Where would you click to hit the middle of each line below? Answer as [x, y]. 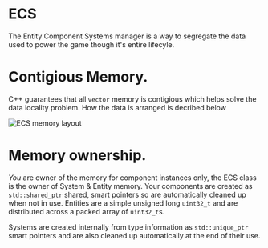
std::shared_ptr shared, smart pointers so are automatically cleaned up [127, 194]
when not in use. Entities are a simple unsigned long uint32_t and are [123, 203]
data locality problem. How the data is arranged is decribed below [118, 107]
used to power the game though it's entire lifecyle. [91, 44]
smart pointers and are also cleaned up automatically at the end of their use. [134, 235]
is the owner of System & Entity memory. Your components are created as [130, 186]
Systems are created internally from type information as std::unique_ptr [128, 227]
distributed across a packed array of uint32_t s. [87, 211]
